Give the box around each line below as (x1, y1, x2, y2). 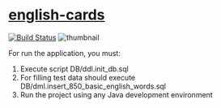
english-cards (8, 6, 105, 24)
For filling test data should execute (19, 72, 136, 82)
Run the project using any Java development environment (19, 89, 213, 99)
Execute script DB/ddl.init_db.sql (19, 63, 130, 74)
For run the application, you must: (8, 48, 121, 58)
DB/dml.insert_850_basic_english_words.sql (19, 81, 166, 91)
